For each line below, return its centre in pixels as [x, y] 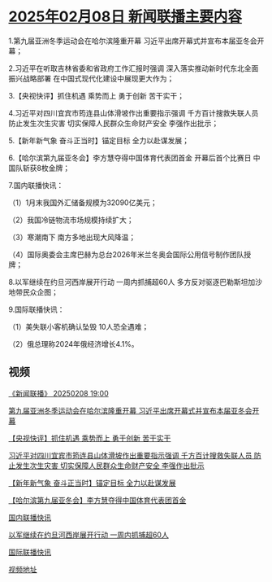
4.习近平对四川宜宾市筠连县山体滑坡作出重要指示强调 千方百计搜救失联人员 [134, 113]
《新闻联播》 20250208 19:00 [59, 393]
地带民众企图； [33, 292]
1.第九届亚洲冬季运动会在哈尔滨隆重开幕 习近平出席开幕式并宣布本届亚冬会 [133, 41]
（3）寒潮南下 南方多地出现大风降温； [72, 237]
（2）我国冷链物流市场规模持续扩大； [71, 220]
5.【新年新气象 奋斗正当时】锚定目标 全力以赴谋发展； [99, 140]
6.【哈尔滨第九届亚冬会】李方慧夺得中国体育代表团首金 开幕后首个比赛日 [130, 158]
